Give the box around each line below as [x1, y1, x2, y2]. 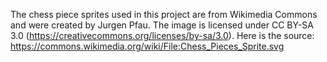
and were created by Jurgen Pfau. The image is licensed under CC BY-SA [10, 19, 314, 31]
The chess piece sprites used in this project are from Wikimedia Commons [10, 9, 318, 20]
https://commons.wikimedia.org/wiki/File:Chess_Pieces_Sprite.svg [10, 40, 285, 52]
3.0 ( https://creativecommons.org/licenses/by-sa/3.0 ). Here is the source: [10, 30, 315, 41]
